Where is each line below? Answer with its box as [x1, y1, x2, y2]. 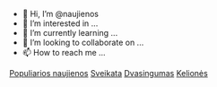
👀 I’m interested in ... [22, 18, 99, 29]
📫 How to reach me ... [22, 48, 106, 57]
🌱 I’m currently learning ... [22, 28, 118, 38]
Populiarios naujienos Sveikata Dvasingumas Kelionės [9, 68, 208, 78]
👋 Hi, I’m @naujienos [22, 9, 99, 19]
